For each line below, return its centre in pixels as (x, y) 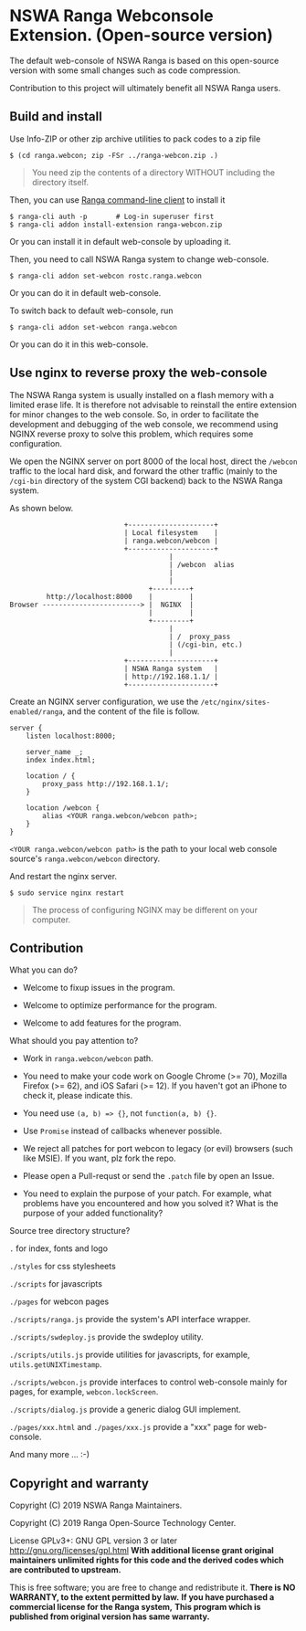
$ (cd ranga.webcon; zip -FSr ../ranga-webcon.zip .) (114, 155)
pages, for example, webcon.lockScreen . (84, 1392)
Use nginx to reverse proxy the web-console (138, 373)
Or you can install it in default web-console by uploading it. (120, 241)
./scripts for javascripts (56, 1284)
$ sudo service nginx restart (67, 893)
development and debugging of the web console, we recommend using (144, 424)
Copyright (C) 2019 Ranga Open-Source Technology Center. (123, 1523)
